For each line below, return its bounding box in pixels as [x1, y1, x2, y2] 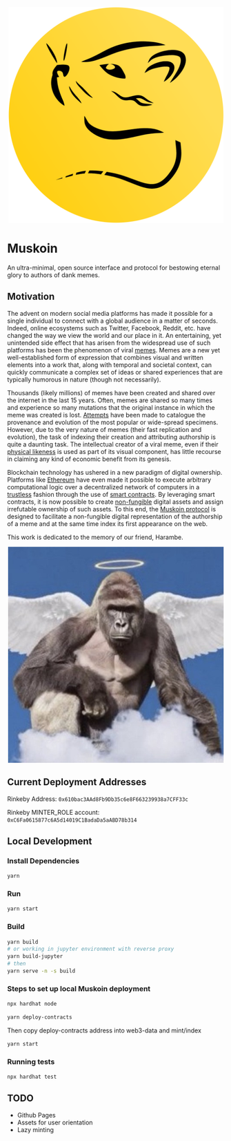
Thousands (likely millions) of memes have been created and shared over [7, 388, 216, 397]
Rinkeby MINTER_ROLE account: [7, 808, 100, 816]
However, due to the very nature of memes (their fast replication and [7, 425, 202, 433]
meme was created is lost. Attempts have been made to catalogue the [7, 411, 205, 419]
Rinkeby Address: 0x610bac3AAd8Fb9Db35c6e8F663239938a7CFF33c [7, 795, 188, 803]
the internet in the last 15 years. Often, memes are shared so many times [7, 396, 212, 404]
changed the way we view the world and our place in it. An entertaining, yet [7, 331, 222, 339]
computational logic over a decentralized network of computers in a [7, 482, 200, 491]
